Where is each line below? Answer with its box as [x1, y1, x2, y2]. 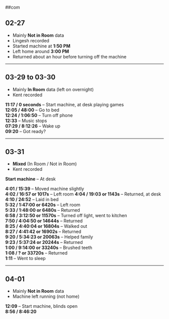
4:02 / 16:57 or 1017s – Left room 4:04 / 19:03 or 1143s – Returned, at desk [5, 191, 161, 197]
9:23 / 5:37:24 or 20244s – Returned [5, 239, 83, 245]
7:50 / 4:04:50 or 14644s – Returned [5, 218, 83, 224]
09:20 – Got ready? [5, 128, 46, 134]
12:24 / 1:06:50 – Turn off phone [5, 112, 73, 118]
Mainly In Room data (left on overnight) [12, 86, 94, 92]
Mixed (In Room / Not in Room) [12, 161, 77, 167]
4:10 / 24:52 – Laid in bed [5, 197, 59, 203]
